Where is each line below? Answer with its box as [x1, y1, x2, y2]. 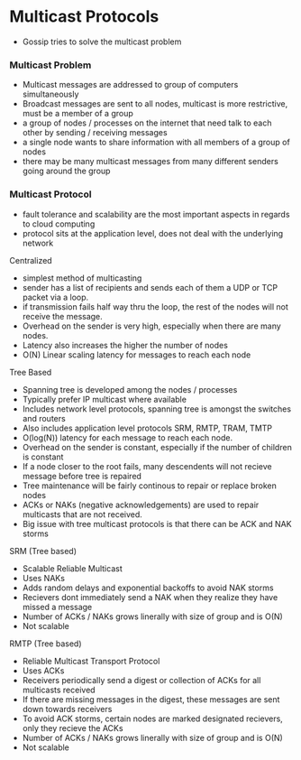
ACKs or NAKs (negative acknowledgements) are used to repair [22, 499, 260, 510]
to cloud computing [22, 218, 96, 229]
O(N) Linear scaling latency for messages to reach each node [22, 349, 251, 360]
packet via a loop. [22, 292, 89, 302]
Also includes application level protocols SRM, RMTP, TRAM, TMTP [22, 422, 273, 433]
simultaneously [22, 88, 79, 100]
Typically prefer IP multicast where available [22, 394, 187, 404]
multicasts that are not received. [22, 508, 142, 520]
